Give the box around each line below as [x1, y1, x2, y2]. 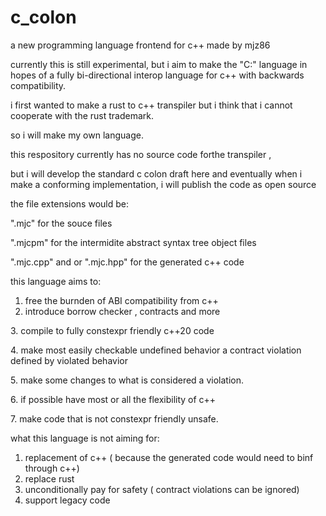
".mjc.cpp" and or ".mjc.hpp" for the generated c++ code [10, 256, 245, 268]
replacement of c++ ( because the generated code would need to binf [24, 451, 314, 463]
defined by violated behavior [10, 354, 128, 366]
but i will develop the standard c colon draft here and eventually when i [10, 167, 303, 180]
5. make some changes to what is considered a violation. [10, 374, 244, 386]
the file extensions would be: [10, 197, 129, 210]
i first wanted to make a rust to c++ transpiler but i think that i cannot [10, 99, 293, 111]
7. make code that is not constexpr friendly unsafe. [10, 412, 219, 425]
